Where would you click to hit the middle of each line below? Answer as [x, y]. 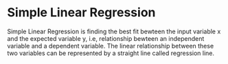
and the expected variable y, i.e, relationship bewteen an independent [106, 38]
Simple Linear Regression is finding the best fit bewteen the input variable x [114, 31]
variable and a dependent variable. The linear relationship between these [111, 46]
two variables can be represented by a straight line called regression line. [111, 53]
